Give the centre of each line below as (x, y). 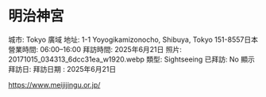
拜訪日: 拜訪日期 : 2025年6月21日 (62, 69)
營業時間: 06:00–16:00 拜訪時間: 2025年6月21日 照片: (95, 49)
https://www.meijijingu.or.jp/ (54, 84)
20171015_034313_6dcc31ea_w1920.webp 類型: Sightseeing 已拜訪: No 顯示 (132, 59)
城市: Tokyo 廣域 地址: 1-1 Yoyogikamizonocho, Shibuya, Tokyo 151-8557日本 (133, 39)
